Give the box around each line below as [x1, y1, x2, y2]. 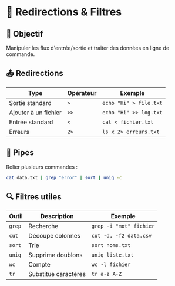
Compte [28, 261, 51, 269]
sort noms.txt [91, 242, 131, 249]
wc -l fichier [91, 261, 131, 268]
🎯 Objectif [6, 29, 43, 39]
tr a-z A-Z [91, 271, 122, 278]
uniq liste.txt [91, 252, 134, 258]
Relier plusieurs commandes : [6, 163, 78, 170]
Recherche [28, 222, 59, 231]
